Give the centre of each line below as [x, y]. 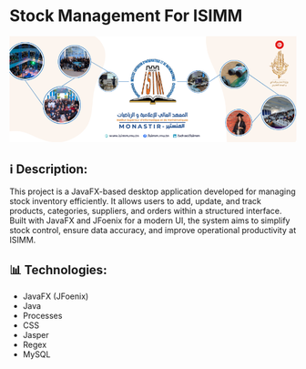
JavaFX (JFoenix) [56, 296]
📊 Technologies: [58, 270]
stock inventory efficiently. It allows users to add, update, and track [136, 201]
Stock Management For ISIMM [126, 16]
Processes [42, 316]
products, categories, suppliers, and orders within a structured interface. [146, 211]
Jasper [36, 335]
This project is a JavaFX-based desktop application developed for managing [153, 191]
